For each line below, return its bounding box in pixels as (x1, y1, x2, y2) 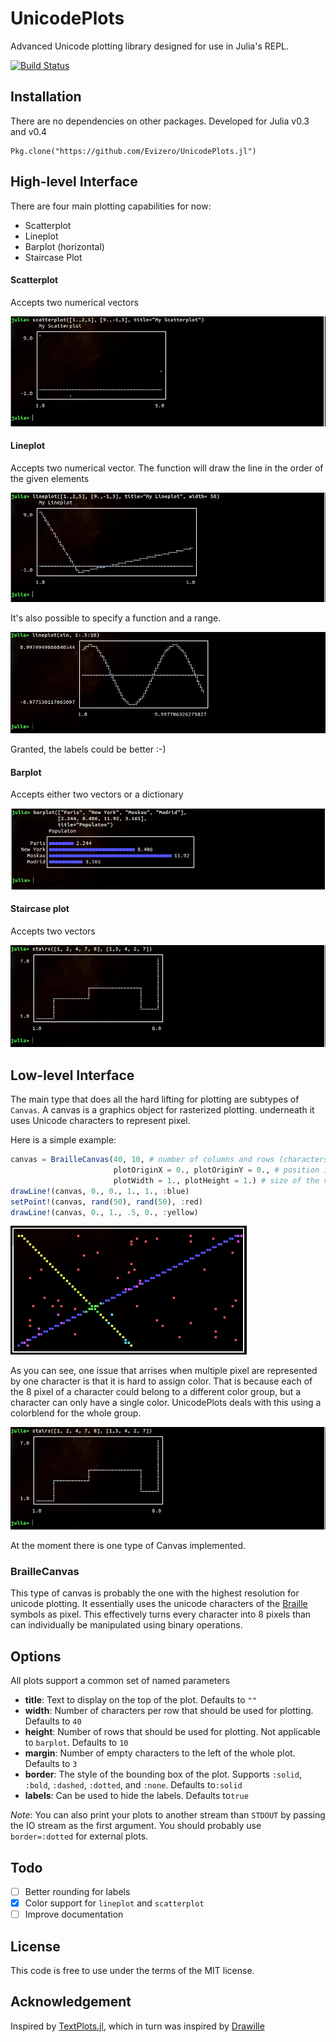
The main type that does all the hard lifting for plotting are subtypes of (10, 1093, 300, 1106)
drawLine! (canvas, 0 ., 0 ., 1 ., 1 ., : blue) (10, 1186, 190, 1196)
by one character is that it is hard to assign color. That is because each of (10, 1375, 313, 1387)
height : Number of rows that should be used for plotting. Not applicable (24, 1726, 321, 1738)
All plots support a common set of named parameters (10, 1675, 231, 1687)
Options (10, 1648, 62, 1665)
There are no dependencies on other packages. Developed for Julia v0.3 (10, 115, 310, 127)
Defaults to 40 (24, 1715, 82, 1727)
